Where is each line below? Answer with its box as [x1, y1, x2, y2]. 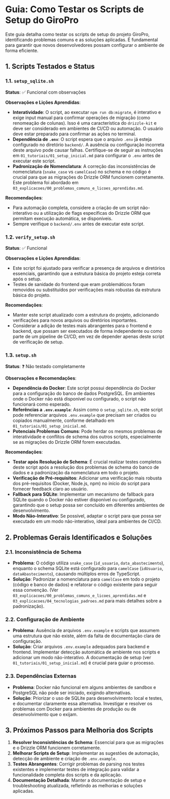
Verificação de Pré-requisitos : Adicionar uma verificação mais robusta [12, 475, 162, 481]
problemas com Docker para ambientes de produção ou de [12, 706, 137, 712]
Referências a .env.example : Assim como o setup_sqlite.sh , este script [12, 407, 163, 413]
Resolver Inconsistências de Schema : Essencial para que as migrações [12, 739, 164, 746]
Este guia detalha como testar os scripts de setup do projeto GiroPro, [5, 31, 150, 37]
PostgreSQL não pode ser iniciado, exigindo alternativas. [12, 690, 132, 696]
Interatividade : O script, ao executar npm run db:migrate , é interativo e [12, 109, 161, 115]
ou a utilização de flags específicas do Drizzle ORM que [33, 210, 151, 216]
